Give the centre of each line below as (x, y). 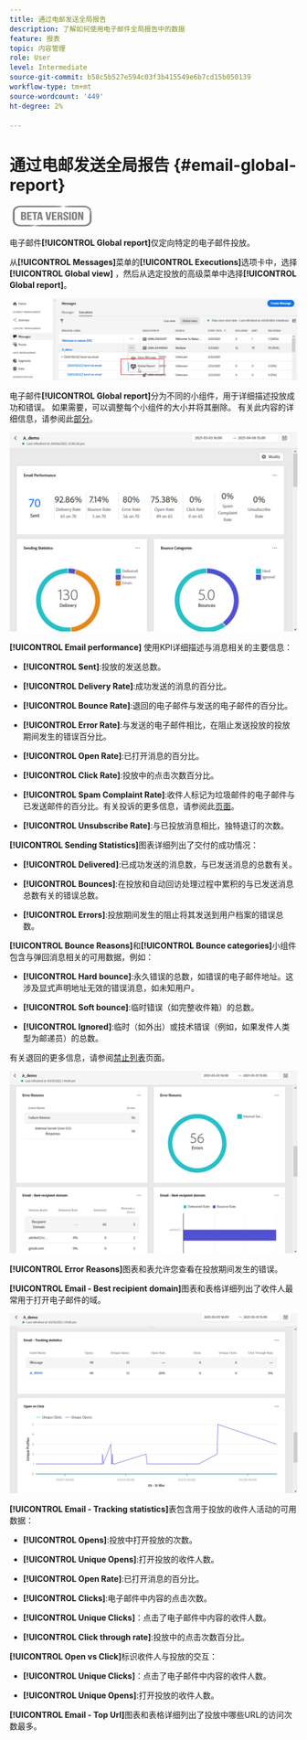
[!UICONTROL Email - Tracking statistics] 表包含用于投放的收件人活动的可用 (153, 1510)
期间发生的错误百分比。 (67, 737)
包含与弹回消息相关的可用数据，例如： (81, 957)
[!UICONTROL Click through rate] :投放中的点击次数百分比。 (136, 1638)
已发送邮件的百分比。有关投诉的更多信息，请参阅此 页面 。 (131, 806)
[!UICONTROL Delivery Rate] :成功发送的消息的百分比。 (127, 687)
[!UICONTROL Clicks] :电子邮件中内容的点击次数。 (117, 1598)
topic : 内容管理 (37, 48)
